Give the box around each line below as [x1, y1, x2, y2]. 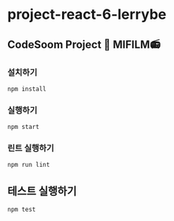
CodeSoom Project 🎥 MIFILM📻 [7, 38, 161, 51]
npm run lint [7, 161, 50, 169]
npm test [7, 206, 36, 214]
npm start [7, 123, 40, 131]
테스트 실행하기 [7, 184, 77, 197]
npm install [7, 85, 46, 93]
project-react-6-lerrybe [7, 6, 167, 24]
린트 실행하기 [7, 143, 54, 154]
